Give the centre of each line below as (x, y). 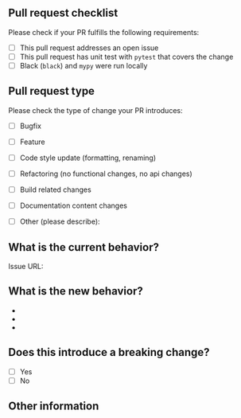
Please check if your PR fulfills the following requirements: (104, 32)
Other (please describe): (60, 221)
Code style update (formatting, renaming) (88, 158)
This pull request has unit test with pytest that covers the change (126, 57)
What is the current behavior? (84, 247)
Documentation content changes (73, 205)
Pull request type (52, 91)
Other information (54, 406)
